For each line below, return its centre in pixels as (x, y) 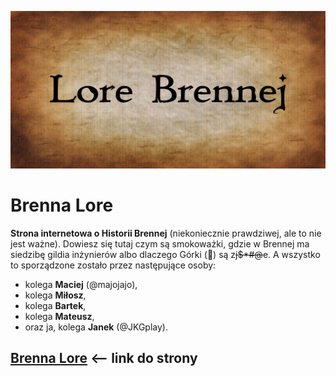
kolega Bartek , (55, 305)
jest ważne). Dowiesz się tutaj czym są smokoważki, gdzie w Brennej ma (160, 243)
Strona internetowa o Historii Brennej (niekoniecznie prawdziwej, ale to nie (166, 233)
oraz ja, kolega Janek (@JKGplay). (96, 327)
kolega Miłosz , (55, 295)
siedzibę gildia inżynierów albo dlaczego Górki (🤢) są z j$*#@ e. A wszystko (165, 254)
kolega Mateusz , (59, 316)
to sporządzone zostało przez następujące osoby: (113, 265)
